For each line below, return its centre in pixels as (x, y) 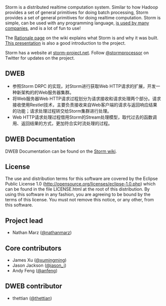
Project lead (24, 220)
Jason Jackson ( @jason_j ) (39, 265)
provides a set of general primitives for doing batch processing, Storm (77, 12)
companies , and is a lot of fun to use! (43, 28)
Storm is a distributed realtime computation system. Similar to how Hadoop (82, 7)
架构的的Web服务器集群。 (48, 92)
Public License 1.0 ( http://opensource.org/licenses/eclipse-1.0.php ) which (81, 184)
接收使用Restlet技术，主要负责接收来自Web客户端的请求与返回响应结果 (85, 105)
